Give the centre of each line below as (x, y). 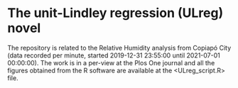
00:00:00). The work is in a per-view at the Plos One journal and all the (111, 62)
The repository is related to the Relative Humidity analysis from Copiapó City (119, 48)
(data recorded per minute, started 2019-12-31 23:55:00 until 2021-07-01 (114, 55)
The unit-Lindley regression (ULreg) (115, 13)
